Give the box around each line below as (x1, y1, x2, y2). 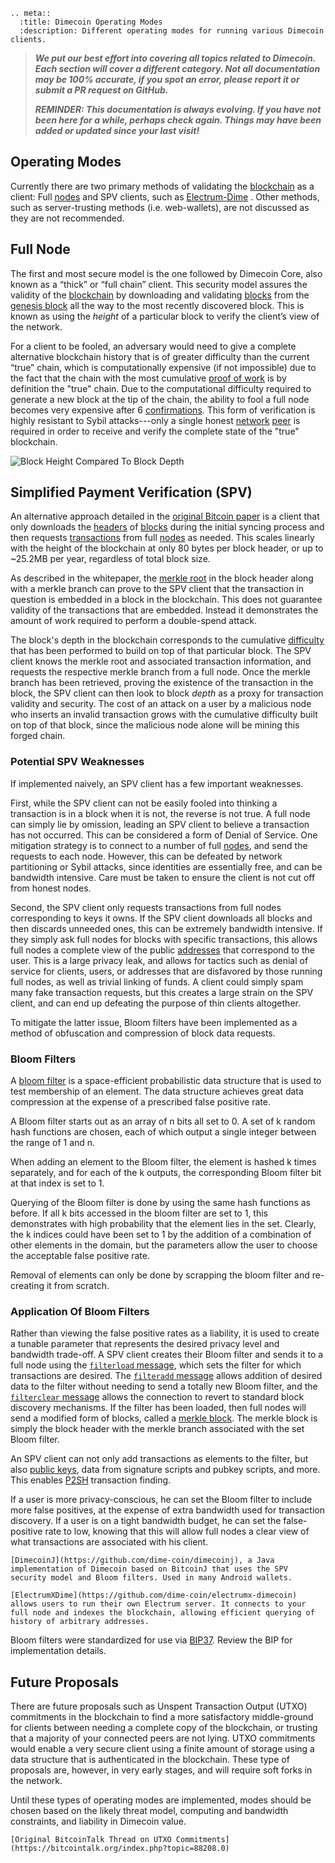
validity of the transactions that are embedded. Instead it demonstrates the (10, 604, 319, 616)
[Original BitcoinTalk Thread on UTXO (10, 1835, 172, 1845)
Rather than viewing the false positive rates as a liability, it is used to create (10, 1327, 320, 1339)
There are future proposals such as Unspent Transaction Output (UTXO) (10, 1700, 308, 1713)
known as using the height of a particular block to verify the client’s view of (10, 310, 320, 322)
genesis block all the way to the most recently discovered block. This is (10, 299, 305, 311)
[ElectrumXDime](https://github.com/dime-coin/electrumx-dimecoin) (10, 1590, 298, 1601)
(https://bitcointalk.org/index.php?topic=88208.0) (10, 1844, 230, 1854)
